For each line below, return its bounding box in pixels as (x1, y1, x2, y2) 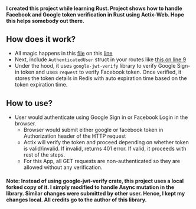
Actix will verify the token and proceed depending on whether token (23, 139, 189, 146)
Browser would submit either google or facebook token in (23, 127, 164, 134)
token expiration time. (14, 81, 68, 88)
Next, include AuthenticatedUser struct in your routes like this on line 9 (14, 56, 187, 63)
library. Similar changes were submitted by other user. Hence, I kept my (6, 190, 185, 197)
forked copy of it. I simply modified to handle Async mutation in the (6, 183, 175, 191)
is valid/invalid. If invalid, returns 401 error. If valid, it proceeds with (23, 145, 187, 152)
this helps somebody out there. (6, 17, 84, 24)
